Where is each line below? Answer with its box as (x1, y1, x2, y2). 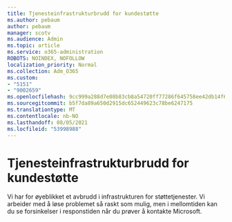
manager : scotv (7, 29, 51, 37)
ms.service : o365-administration (7, 49, 104, 56)
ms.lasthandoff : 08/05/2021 (7, 119, 88, 126)
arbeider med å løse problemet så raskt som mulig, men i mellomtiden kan (7, 200, 217, 208)
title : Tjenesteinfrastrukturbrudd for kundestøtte (7, 10, 159, 17)
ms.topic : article (7, 42, 60, 49)
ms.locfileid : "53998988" (7, 125, 81, 132)
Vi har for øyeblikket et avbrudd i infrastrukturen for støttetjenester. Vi (7, 192, 205, 201)
